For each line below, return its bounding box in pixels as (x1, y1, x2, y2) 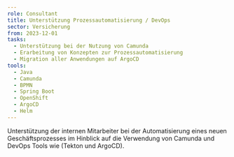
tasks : (7, 36, 27, 43)
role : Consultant (7, 10, 58, 17)
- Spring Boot (13, 88, 55, 95)
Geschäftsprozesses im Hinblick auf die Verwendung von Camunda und (7, 134, 215, 142)
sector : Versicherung (7, 23, 71, 30)
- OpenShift (13, 95, 49, 102)
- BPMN (13, 82, 33, 89)
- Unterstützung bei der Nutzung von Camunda (13, 43, 149, 50)
